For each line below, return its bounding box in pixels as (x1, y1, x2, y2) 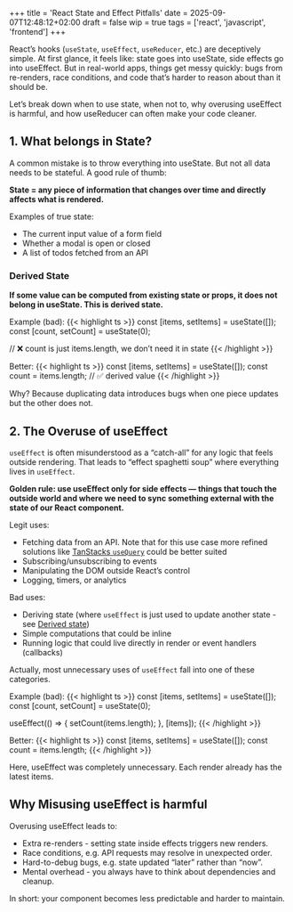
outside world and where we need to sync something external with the (9, 493, 274, 503)
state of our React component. (9, 502, 124, 513)
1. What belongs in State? (9, 134, 153, 150)
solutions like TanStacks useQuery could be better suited (21, 546, 227, 557)
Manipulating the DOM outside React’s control (21, 565, 191, 575)
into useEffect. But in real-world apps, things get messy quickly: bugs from (9, 62, 283, 73)
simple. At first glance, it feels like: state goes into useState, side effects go (9, 53, 284, 63)
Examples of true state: (9, 211, 94, 222)
